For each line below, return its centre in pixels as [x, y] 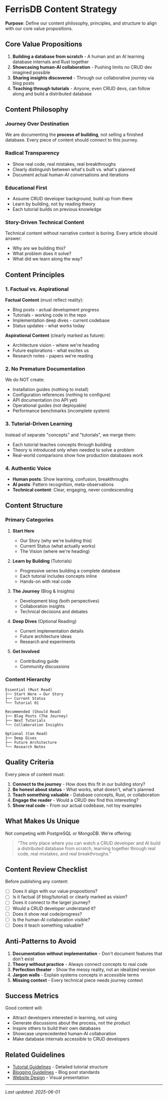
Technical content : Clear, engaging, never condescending [73, 490]
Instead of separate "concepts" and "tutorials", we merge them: [71, 435]
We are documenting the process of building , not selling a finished [74, 135]
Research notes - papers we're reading [53, 356]
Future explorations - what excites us [50, 350]
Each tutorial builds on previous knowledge [57, 209]
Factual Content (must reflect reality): [44, 300]
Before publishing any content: [37, 882]
